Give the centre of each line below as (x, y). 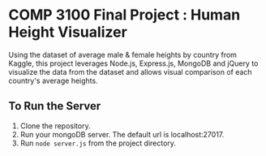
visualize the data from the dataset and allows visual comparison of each (131, 71)
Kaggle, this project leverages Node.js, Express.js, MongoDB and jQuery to (133, 63)
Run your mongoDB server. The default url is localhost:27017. (122, 134)
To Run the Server (55, 106)
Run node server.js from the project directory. (98, 143)
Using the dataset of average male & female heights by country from (123, 54)
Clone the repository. (55, 126)
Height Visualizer (68, 32)
